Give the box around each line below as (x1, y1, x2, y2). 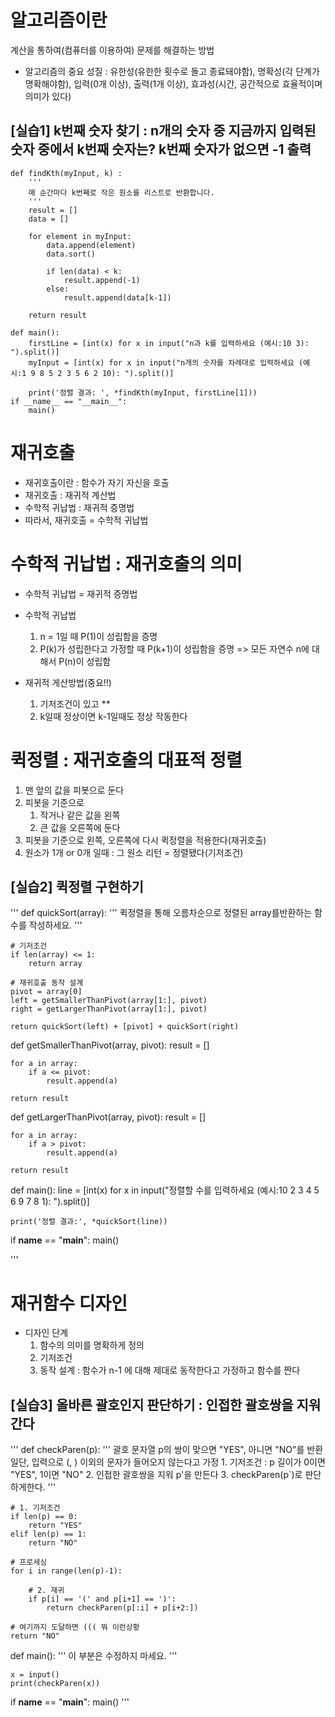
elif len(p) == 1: (10, 1529, 87, 1540)
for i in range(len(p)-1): (10, 1566, 123, 1576)
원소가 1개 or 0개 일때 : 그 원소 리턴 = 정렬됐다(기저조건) (24, 846, 244, 858)
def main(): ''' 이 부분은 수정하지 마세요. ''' (10, 1650, 178, 1662)
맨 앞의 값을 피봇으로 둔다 (24, 784, 125, 796)
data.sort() (46, 249, 97, 259)
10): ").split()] (101, 368, 175, 378)
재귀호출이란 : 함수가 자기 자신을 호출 (24, 476, 170, 488)
